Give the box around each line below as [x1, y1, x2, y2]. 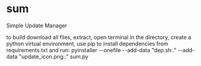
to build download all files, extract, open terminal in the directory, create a [6, 33, 192, 41]
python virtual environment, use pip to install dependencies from [6, 40, 169, 47]
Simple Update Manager [6, 22, 68, 29]
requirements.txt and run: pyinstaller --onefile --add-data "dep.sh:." [6, 46, 177, 53]
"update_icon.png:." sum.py [18, 53, 89, 60]
